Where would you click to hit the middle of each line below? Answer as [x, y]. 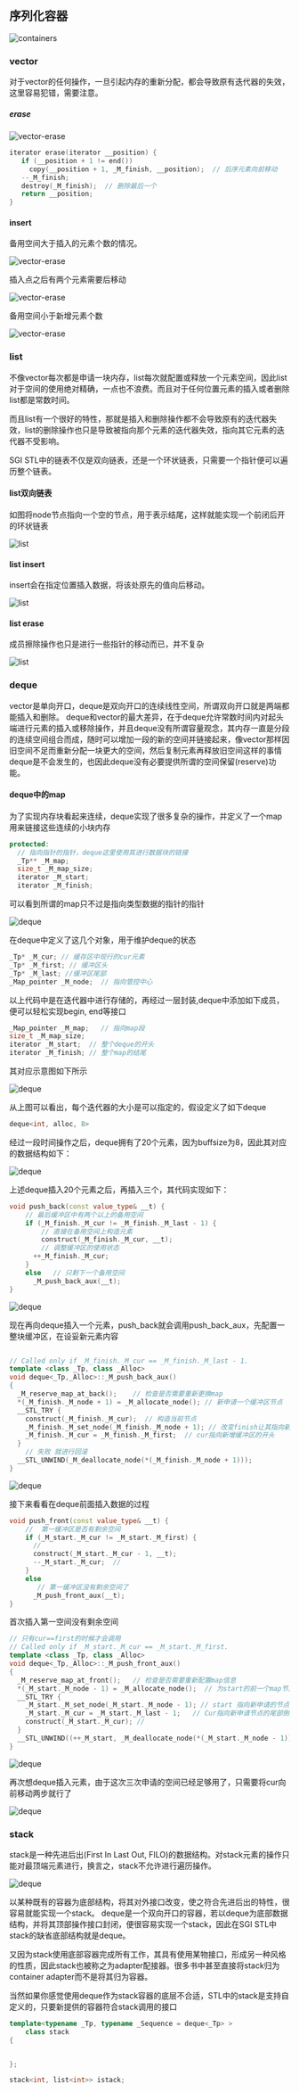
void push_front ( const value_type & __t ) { [89, 1520]
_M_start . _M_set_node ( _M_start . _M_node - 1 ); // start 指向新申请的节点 [158, 1705]
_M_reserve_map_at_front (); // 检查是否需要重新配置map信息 [127, 1680]
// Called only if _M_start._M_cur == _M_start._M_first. [119, 1647]
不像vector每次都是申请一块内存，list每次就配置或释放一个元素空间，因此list [148, 377]
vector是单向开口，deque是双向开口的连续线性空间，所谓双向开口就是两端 [145, 705]
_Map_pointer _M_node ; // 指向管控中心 [81, 982]
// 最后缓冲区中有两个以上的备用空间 [85, 1215]
